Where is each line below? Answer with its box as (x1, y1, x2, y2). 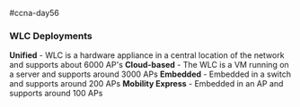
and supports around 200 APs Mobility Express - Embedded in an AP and (9, 78, 284, 89)
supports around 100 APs (9, 88, 103, 99)
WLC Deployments (9, 29, 93, 42)
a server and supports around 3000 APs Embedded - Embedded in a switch (9, 69, 292, 79)
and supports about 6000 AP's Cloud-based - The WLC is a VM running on (9, 60, 289, 70)
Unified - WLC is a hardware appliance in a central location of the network (9, 50, 285, 61)
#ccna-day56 (9, 8, 60, 18)
